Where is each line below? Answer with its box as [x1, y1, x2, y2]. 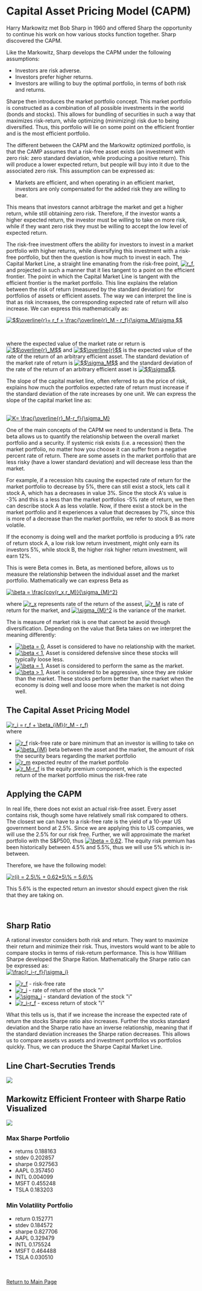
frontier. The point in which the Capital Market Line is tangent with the [6, 273, 180, 280]
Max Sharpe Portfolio [6, 1133, 70, 1142]
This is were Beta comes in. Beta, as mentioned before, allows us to [6, 564, 174, 571]
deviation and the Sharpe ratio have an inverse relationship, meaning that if [6, 1024, 193, 1031]
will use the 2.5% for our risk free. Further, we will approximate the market [6, 830, 191, 838]
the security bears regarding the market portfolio [14, 752, 137, 759]
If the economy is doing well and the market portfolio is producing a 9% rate [6, 533, 195, 540]
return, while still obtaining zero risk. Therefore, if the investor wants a [6, 209, 181, 217]
